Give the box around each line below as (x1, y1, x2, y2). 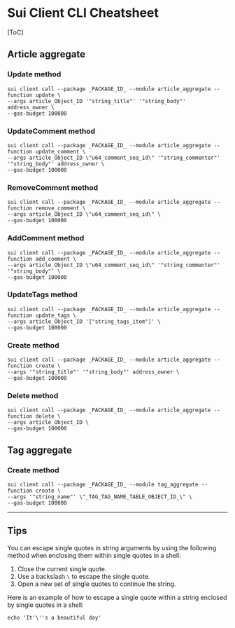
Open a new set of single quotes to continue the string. (17, 580, 176, 588)
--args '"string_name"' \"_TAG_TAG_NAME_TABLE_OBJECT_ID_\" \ (7, 493, 192, 500)
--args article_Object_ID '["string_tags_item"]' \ (7, 318, 161, 325)
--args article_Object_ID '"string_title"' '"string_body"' (7, 97, 187, 104)
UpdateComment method (7, 126, 96, 136)
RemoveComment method (7, 182, 99, 192)
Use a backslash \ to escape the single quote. (17, 572, 150, 580)
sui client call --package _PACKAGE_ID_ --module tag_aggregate (7, 482, 199, 489)
